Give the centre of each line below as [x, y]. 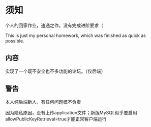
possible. [15, 40]
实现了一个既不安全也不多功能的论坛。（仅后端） [55, 71]
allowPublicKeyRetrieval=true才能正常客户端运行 [56, 119]
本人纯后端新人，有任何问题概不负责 [43, 102]
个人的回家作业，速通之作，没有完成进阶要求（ [54, 25]
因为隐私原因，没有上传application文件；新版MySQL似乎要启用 [71, 112]
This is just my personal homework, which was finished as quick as [75, 35]
